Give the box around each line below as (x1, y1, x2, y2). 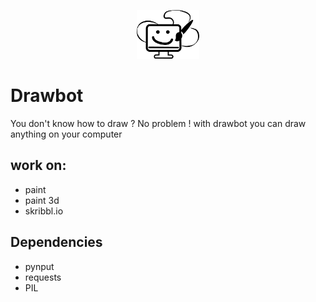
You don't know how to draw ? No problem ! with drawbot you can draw (10, 118, 307, 130)
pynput (24, 260, 55, 272)
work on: (10, 157, 67, 174)
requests (24, 271, 62, 283)
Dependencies (10, 234, 103, 251)
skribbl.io (24, 205, 64, 217)
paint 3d (24, 194, 60, 206)
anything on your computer (10, 128, 123, 140)
